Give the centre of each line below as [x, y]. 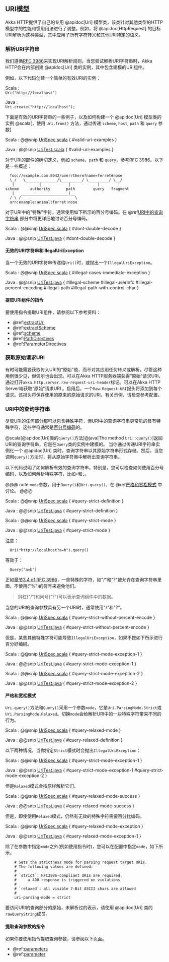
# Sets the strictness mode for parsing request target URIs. [81, 862]
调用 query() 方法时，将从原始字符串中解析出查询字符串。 [64, 457]
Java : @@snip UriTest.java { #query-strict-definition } [62, 511]
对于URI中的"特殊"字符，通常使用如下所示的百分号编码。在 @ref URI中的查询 [84, 212]
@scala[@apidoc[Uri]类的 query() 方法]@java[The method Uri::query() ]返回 [84, 438]
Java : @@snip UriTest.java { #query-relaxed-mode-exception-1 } [73, 836]
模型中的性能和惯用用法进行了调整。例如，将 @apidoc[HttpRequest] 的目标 [83, 28]
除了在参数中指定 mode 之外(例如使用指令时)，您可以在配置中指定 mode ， [77, 847]
